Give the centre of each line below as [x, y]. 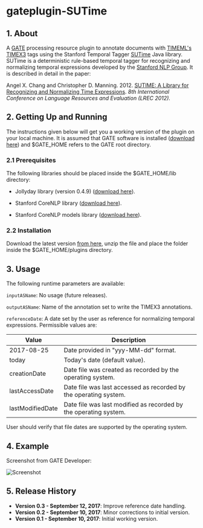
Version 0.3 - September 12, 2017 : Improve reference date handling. [100, 506]
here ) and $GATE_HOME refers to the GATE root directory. [79, 144]
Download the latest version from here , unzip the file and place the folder [97, 243]
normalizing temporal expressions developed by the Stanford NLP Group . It [100, 67]
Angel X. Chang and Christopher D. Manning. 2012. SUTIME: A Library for [98, 85]
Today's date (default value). [105, 360]
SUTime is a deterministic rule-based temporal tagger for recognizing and [98, 61]
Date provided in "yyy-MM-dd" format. [120, 350]
